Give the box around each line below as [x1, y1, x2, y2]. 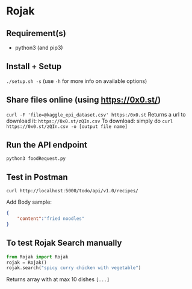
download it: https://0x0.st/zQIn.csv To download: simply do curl [6, 117, 173, 124]
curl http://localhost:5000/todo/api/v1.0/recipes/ [6, 188, 138, 194]
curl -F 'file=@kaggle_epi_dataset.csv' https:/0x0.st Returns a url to [6, 111, 186, 118]
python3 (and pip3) [14, 44, 63, 51]
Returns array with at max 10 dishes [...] [6, 276, 110, 283]
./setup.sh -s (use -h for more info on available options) [6, 77, 147, 85]
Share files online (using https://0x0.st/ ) [6, 95, 161, 105]
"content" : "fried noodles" [17, 216, 85, 222]
